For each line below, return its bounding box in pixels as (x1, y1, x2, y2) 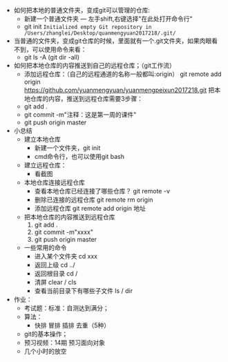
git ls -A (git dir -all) (23, 53, 80, 61)
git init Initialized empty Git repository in (23, 23, 152, 30)
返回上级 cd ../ (34, 261, 75, 269)
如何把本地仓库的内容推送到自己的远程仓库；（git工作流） (13, 61, 176, 69)
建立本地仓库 (23, 135, 61, 143)
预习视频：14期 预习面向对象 (23, 339, 106, 347)
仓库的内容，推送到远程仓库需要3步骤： (30, 95, 144, 102)
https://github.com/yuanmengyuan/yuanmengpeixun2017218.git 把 (23, 86, 215, 94)
